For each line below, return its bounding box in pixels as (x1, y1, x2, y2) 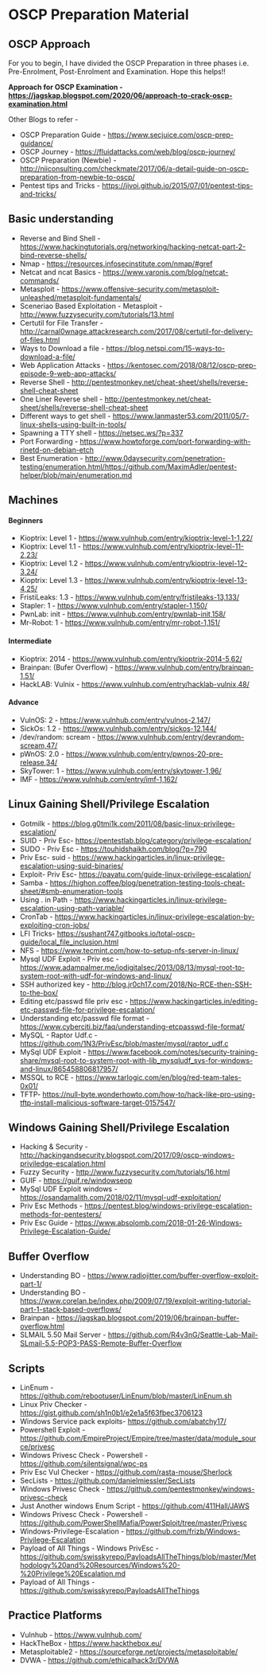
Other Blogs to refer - (8, 115, 79, 124)
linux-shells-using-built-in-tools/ (19, 420, 127, 429)
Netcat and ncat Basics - (19, 267, 102, 276)
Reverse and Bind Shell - (19, 233, 101, 243)
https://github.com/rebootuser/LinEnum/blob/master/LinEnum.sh (19, 1391, 232, 1401)
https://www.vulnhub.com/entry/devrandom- (97, 732, 245, 741)
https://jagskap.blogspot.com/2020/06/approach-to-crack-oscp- (8, 91, 233, 100)
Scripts (8, 1362, 45, 1375)
